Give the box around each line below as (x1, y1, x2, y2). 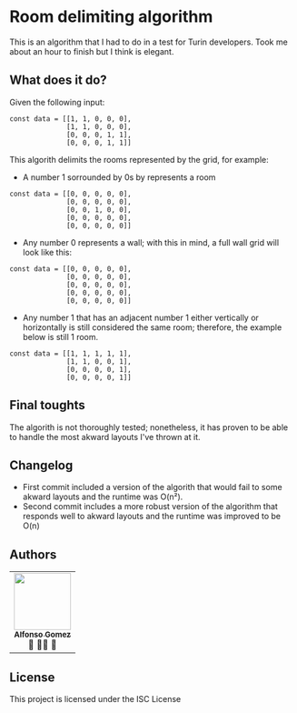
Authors (9, 547, 57, 562)
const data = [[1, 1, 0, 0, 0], (9, 114, 132, 124)
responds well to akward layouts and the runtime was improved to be (22, 511, 282, 522)
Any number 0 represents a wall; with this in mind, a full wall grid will (22, 236, 280, 247)
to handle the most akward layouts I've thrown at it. (9, 431, 202, 442)
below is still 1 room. (22, 331, 99, 342)
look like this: (22, 246, 73, 257)
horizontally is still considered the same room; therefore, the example (22, 321, 282, 333)
